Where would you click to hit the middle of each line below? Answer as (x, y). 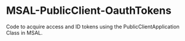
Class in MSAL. (24, 32)
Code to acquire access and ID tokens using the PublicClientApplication (93, 27)
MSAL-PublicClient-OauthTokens (89, 11)
